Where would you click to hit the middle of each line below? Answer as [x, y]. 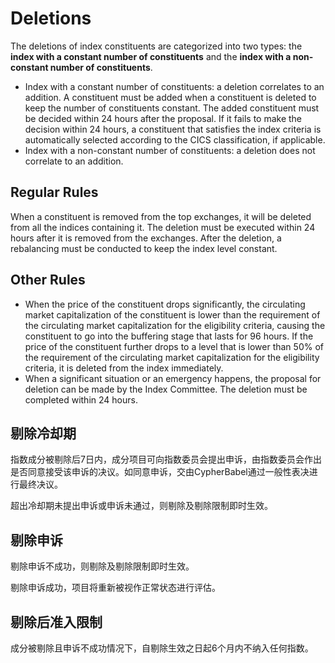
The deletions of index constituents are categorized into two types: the [156, 46]
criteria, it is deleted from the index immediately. [124, 368]
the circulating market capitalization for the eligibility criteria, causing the [175, 325]
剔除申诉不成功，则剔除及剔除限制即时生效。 [102, 566]
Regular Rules [54, 192]
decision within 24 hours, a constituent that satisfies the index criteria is [173, 129]
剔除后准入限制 [56, 622]
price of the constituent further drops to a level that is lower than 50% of [174, 346]
